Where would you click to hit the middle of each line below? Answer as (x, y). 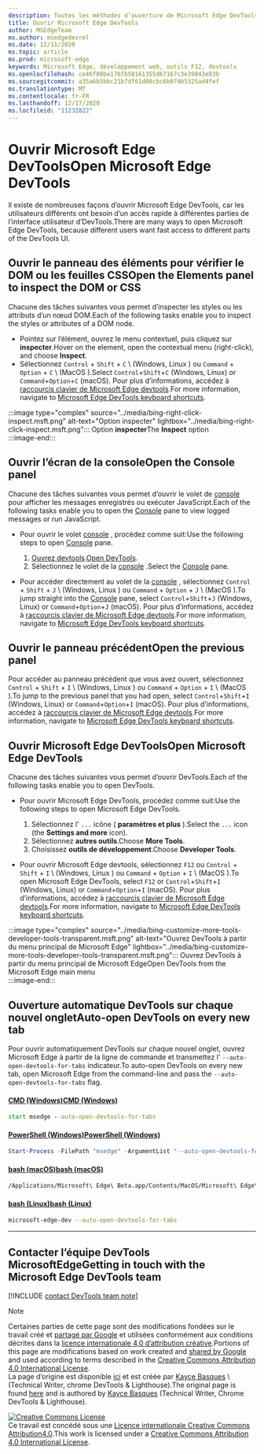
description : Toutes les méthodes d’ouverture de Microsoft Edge (117, 15)
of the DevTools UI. (39, 238)
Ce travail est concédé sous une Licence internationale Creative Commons (129, 1426)
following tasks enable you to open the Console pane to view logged (119, 510)
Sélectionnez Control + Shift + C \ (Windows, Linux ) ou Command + (126, 364)
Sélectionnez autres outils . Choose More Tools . (108, 841)
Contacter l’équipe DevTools (79, 1252)
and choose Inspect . (53, 355)
